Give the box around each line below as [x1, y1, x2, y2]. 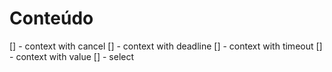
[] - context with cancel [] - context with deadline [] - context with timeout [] [9, 40, 323, 52]
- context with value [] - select [9, 50, 135, 62]
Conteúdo [9, 7, 94, 30]
